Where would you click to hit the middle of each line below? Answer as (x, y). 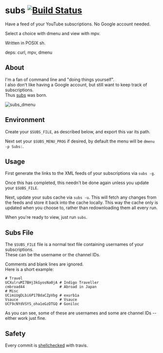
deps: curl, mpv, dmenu (29, 52)
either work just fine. (26, 318)
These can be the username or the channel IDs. (53, 255)
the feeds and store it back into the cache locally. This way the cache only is (81, 203)
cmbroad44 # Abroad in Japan (51, 287)
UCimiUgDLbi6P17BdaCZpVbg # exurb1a (42, 295)
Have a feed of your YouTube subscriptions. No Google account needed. (78, 24)
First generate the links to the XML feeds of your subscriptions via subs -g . (80, 173)
